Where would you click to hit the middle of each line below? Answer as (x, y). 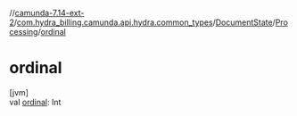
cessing (24, 32)
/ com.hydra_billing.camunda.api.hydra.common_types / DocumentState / (145, 22)
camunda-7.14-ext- (49, 13)
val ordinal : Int (35, 102)
